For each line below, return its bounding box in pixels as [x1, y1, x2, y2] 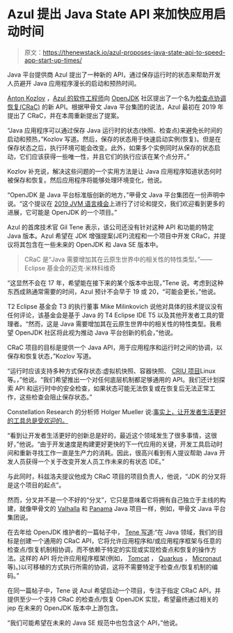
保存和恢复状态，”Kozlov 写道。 [7, 351, 95, 360]
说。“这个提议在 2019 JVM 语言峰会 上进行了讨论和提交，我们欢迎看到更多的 [7, 199, 225, 208]
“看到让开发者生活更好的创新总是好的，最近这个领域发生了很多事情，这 [7, 431, 211, 439]
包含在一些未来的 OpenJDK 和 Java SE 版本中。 [25, 240, 162, 248]
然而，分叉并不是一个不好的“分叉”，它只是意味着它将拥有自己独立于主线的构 [7, 496, 226, 504]
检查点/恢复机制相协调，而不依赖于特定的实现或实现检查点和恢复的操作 [7, 545, 211, 554]
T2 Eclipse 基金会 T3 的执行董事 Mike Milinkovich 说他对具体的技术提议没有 [7, 302, 223, 310]
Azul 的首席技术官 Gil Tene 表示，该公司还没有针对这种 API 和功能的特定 [7, 222, 214, 231]
